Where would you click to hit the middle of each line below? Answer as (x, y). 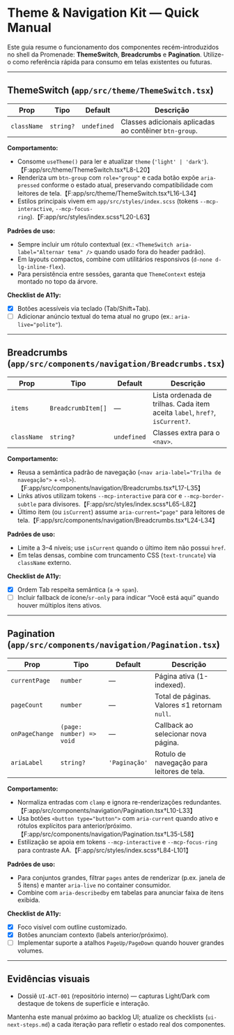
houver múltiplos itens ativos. (60, 605)
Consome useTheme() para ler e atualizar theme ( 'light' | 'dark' (111, 161)
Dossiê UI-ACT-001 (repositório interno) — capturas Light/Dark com (114, 996)
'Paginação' (128, 762)
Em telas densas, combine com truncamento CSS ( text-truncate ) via (117, 555)
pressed (28, 185)
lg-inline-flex (39, 267)
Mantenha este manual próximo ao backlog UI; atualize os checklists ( (107, 1017)
